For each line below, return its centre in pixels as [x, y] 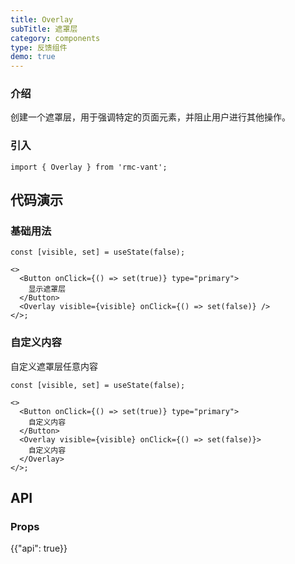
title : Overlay [42, 19]
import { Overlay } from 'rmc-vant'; [89, 167]
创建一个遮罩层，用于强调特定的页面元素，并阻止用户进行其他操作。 [150, 117]
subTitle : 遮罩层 [44, 29]
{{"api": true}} [39, 548]
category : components [55, 38]
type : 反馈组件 [39, 47]
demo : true [33, 57]
